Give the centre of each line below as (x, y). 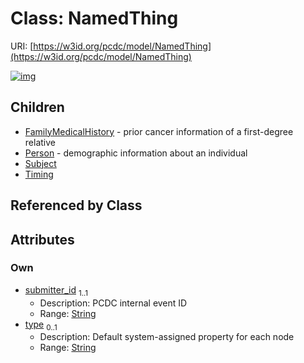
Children (37, 107)
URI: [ (22, 46)
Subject (40, 163)
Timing (39, 174)
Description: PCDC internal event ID (113, 303)
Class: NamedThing (94, 18)
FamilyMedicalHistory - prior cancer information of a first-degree (159, 131)
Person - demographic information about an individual (136, 153)
